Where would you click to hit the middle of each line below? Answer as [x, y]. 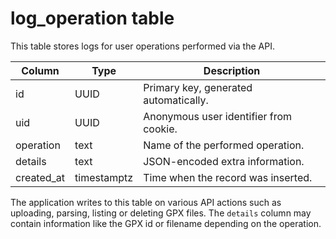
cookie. [160, 129]
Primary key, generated [198, 87]
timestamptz [104, 177]
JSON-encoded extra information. [224, 161]
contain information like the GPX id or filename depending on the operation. [166, 223]
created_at [40, 177]
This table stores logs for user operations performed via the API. [142, 46]
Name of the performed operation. [224, 145]
